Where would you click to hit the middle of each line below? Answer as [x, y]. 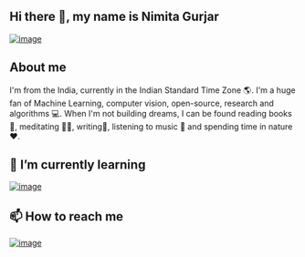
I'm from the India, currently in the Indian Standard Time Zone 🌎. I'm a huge [152, 90]
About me [38, 68]
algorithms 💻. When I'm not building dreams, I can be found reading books [151, 113]
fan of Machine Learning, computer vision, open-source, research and [142, 103]
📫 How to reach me [67, 216]
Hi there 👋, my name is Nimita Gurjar [114, 17]
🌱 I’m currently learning [78, 165]
